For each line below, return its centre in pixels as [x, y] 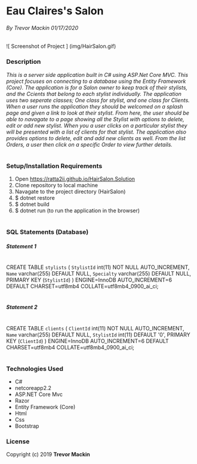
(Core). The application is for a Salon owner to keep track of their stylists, [97, 87]
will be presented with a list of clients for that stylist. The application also [96, 132]
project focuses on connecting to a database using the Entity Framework [96, 81]
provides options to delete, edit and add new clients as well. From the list [96, 138]
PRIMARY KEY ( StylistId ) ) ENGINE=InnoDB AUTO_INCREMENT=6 [89, 280]
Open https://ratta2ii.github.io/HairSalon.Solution [75, 179]
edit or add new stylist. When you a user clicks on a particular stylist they [97, 125]
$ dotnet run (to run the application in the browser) [77, 211]
